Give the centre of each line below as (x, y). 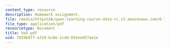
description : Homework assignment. (43, 14)
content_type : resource (30, 10)
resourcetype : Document (30, 28)
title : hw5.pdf (21, 33)
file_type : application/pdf (35, 24)
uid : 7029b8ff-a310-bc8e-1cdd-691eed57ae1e (52, 38)
